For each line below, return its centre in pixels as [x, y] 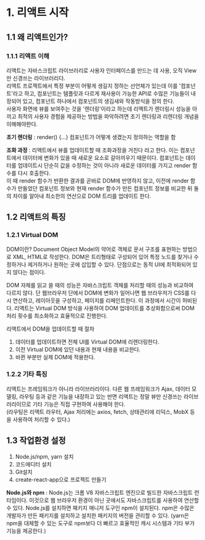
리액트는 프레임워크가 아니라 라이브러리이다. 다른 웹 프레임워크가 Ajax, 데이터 [99, 389]
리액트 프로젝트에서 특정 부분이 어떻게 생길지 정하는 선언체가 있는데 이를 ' [94, 86]
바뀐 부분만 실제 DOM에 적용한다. [55, 357]
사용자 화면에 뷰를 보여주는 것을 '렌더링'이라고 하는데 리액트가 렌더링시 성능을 [99, 108]
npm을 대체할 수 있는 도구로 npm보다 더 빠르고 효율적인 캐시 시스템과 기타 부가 [100, 523]
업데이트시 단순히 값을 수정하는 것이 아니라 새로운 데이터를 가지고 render [104, 165]
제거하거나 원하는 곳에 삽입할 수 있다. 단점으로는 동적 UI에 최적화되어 [109, 264]
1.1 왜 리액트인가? [37, 37]
